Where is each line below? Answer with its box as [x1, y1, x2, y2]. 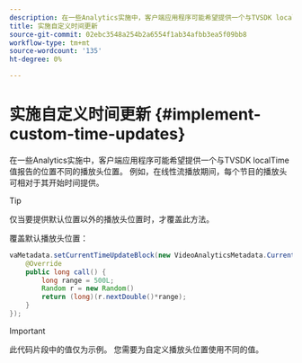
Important [9, 325, 46, 336]
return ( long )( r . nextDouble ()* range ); [41, 293, 187, 302]
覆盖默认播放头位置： [9, 233, 88, 243]
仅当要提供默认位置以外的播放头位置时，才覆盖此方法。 [9, 213, 214, 225]
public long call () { [25, 267, 106, 277]
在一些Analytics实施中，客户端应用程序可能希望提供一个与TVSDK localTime [9, 155, 289, 165]
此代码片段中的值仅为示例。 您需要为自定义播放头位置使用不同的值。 [9, 343, 263, 355]
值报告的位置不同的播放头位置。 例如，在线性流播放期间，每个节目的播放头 [9, 165, 288, 176]
